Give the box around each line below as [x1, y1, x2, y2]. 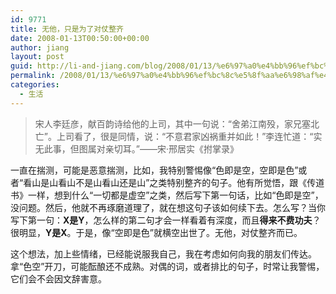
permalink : [10, 71, 56, 81]
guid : [10, 61, 33, 71]
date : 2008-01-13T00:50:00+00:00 [10, 33, 150, 43]
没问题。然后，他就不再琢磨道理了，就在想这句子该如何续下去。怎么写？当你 [10, 201, 326, 213]
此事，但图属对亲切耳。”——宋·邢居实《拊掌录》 [43, 142, 239, 155]
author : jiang [10, 42, 70, 53]
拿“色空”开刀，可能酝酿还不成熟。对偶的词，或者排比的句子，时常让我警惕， [10, 260, 325, 272]
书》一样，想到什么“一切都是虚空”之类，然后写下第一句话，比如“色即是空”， [10, 189, 324, 201]
